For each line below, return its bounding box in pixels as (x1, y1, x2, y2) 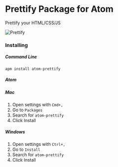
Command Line (5, 54, 37, 60)
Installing (5, 42, 28, 48)
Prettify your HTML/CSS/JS (5, 20, 61, 26)
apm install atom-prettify (5, 66, 61, 71)
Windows (5, 128, 26, 134)
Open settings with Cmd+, (12, 102, 63, 108)
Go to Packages (12, 107, 43, 113)
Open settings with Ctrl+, (12, 141, 66, 147)
